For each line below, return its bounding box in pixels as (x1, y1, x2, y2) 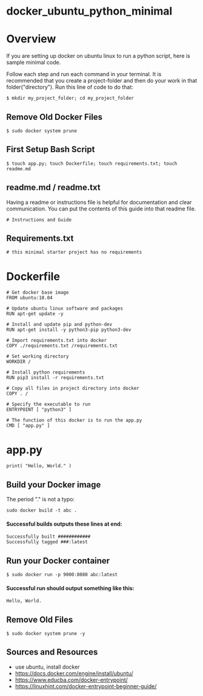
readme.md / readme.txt (6, 183, 101, 193)
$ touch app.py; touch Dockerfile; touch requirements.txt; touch (6, 160, 178, 167)
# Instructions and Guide (6, 217, 72, 223)
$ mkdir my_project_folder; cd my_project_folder (6, 96, 135, 102)
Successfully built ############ (6, 534, 91, 540)
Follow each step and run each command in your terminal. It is (6, 71, 162, 78)
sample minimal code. (6, 59, 61, 66)
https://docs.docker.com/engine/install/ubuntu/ (15, 669, 133, 677)
